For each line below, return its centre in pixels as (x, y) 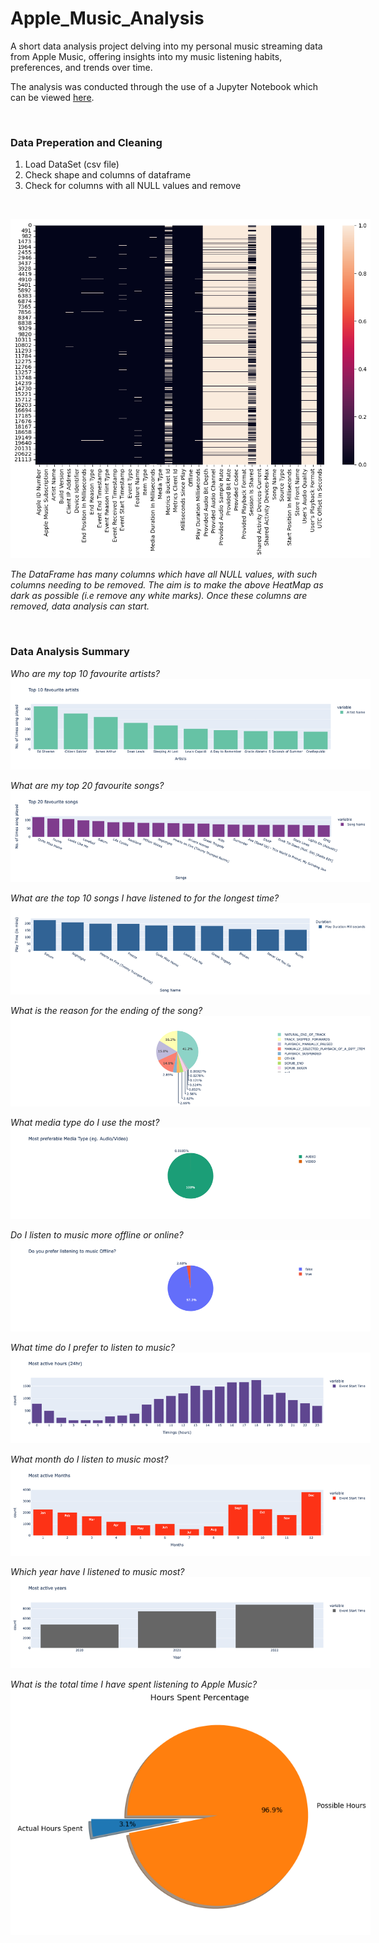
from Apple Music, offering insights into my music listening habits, (146, 56)
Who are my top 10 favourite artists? (85, 673)
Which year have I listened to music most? (97, 1572)
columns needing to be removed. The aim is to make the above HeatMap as (167, 585)
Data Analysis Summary (70, 652)
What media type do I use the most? (85, 1123)
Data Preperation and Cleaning (86, 142)
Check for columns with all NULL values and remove (133, 186)
